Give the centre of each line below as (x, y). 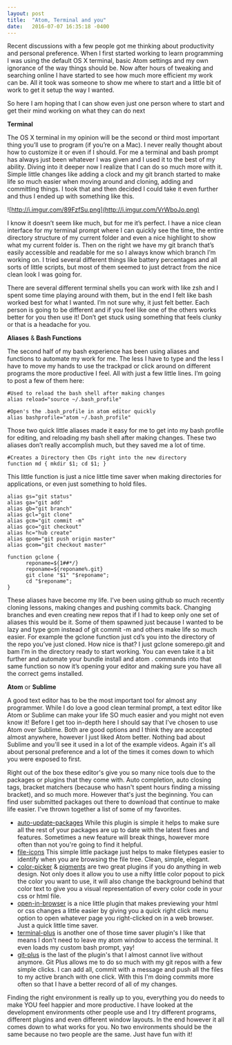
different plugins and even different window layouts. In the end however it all (116, 1019)
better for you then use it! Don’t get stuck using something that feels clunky (115, 317)
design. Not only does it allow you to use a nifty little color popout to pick (121, 874)
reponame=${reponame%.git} (64, 569)
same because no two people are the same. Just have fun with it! (100, 1035)
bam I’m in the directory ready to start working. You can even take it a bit (110, 652)
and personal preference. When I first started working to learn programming (115, 53)
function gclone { (33, 557)
